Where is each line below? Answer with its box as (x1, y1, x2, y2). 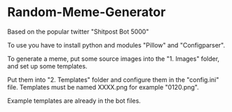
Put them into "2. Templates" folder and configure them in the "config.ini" (7, 75, 219, 84)
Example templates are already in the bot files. (7, 96, 142, 105)
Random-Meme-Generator (7, 4, 166, 20)
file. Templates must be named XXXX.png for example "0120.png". (7, 83, 199, 91)
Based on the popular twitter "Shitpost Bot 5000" (7, 27, 149, 36)
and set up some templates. (7, 62, 88, 70)
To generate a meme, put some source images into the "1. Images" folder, (7, 54, 219, 63)
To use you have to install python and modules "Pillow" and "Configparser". (7, 41, 226, 49)
